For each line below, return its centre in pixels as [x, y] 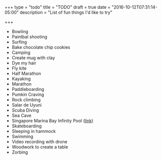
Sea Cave [21, 115]
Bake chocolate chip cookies [41, 47]
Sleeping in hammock [34, 131]
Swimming [22, 136]
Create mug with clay [33, 58]
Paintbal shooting [30, 37]
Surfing [19, 42]
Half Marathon [26, 73]
